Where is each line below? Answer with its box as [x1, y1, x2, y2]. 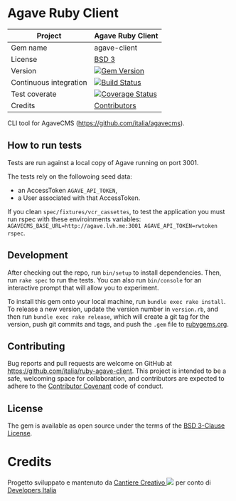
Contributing [7, 340, 65, 352]
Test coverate [11, 89, 57, 99]
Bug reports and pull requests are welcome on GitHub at [7, 359, 173, 368]
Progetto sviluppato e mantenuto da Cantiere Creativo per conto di [7, 478, 211, 487]
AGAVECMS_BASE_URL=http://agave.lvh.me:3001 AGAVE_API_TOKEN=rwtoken [7, 222, 218, 229]
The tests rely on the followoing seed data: [7, 172, 133, 181]
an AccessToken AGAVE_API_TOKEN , [17, 186, 117, 194]
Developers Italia [7, 486, 57, 495]
